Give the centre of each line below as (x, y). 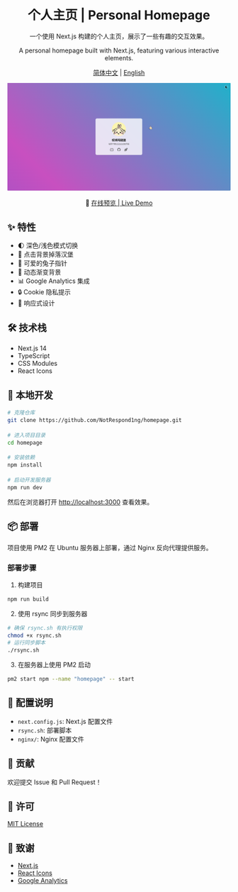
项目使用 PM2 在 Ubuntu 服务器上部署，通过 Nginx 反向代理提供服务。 (110, 548)
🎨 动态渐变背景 (39, 272)
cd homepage (25, 442)
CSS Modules (38, 364)
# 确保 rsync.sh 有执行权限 (45, 628)
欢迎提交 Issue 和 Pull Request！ (55, 782)
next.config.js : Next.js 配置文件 (65, 721)
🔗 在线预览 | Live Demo (119, 203)
